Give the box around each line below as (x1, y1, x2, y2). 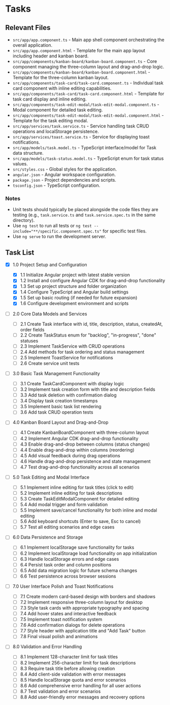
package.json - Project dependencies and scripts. (12, 177, 117, 183)
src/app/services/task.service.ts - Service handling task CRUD (12, 123, 150, 129)
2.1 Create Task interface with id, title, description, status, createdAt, (20, 321, 163, 327)
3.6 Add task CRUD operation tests (20, 409, 93, 415)
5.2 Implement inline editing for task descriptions (20, 490, 123, 496)
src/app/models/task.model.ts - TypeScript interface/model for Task (12, 145, 157, 150)
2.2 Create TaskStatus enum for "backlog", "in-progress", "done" (20, 332, 156, 338)
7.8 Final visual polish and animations (20, 633, 98, 640)
